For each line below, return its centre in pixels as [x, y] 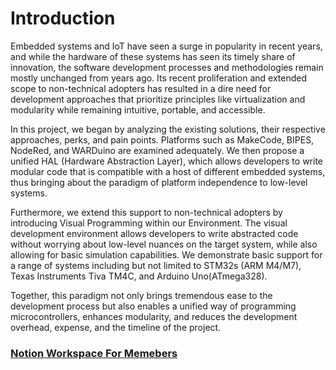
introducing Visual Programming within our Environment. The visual [149, 223]
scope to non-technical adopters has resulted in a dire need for [141, 88]
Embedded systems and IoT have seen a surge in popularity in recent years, [166, 46]
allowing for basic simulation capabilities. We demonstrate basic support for [166, 254]
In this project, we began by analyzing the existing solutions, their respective [168, 129]
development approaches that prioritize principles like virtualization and [158, 99]
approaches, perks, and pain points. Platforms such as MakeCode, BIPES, [162, 139]
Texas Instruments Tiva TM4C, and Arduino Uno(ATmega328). [139, 276]
